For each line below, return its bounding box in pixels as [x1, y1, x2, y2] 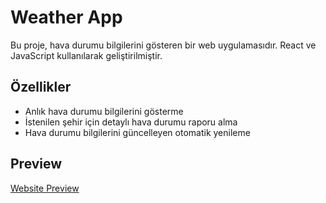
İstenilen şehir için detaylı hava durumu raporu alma [24, 116, 238, 128]
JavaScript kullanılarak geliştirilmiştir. [10, 49, 163, 61]
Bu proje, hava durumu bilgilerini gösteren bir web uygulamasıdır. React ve [10, 39, 317, 51]
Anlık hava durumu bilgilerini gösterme [24, 105, 184, 117]
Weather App [10, 6, 123, 29]
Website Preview [10, 182, 80, 194]
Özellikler [10, 79, 72, 96]
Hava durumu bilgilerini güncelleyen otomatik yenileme [24, 126, 251, 138]
